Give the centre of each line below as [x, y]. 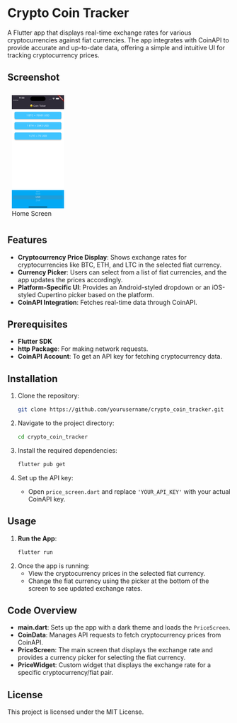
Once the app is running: [53, 566]
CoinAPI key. [47, 499]
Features [27, 240]
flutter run [35, 552]
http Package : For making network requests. [83, 349]
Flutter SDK [35, 342]
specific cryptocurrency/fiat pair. [65, 673]
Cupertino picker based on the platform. [96, 294]
